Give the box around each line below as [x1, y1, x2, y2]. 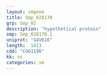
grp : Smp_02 [6, 20, 36, 26]
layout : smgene [6, 8, 45, 15]
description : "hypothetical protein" [6, 25, 102, 32]
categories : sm [6, 59, 45, 65]
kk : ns [6, 54, 23, 60]
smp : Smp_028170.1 [6, 31, 53, 37]
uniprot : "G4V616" [6, 37, 53, 43]
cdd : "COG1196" [6, 48, 45, 54]
